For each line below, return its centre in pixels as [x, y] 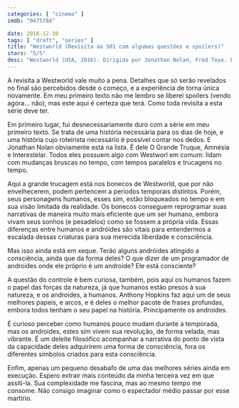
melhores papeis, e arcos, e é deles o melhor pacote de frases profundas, [116, 302]
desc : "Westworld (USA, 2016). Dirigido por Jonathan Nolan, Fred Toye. [117, 60]
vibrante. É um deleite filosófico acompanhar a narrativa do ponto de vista [116, 339]
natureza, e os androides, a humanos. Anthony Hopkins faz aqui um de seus [119, 295]
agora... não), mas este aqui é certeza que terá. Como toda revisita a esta [115, 103]
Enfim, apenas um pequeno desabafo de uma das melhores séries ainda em [118, 367]
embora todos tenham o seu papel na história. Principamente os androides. [117, 310]
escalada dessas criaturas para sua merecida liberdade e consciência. [111, 237]
